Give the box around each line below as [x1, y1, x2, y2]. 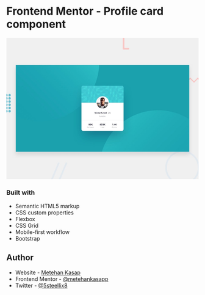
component [6, 17, 66, 31]
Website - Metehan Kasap [15, 269, 81, 276]
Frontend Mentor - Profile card [6, 4, 164, 18]
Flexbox [15, 215, 35, 222]
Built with [6, 188, 35, 197]
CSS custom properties [15, 209, 74, 216]
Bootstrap [15, 235, 40, 242]
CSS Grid [15, 222, 38, 229]
